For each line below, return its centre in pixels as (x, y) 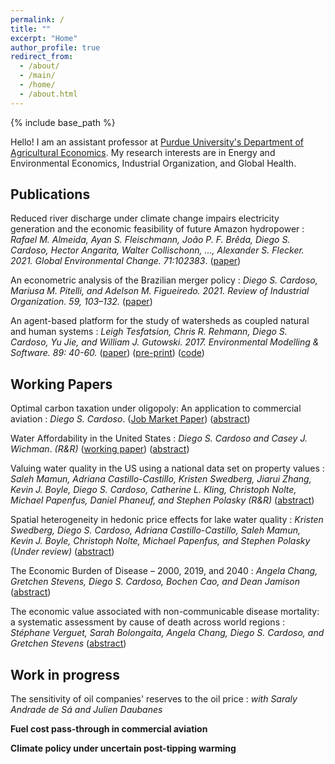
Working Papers (61, 384)
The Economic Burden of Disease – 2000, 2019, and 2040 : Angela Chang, (164, 571)
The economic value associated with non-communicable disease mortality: (165, 612)
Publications (50, 194)
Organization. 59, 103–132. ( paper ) (81, 302)
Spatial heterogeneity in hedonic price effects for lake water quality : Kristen (167, 520)
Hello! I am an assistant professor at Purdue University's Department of (157, 142)
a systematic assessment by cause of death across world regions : (147, 622)
